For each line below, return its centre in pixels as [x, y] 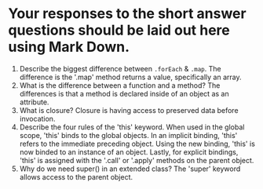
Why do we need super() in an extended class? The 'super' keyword [130, 169]
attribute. [34, 102]
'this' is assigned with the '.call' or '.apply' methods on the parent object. [137, 160]
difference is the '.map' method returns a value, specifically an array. [130, 77]
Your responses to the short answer [127, 14]
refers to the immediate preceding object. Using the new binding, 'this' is [137, 144]
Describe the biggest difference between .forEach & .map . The [120, 68]
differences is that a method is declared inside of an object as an [124, 93]
